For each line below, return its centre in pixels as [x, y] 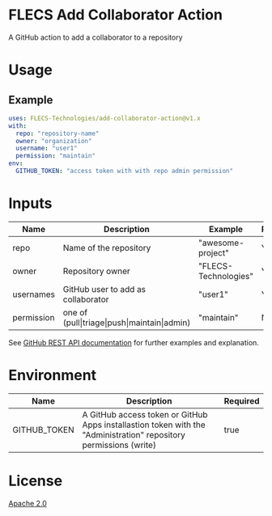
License [36, 481]
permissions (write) [119, 445]
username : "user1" [47, 148]
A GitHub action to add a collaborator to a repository [96, 37]
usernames [34, 294]
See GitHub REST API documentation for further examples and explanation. [134, 342]
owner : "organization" [54, 141]
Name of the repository [107, 247]
